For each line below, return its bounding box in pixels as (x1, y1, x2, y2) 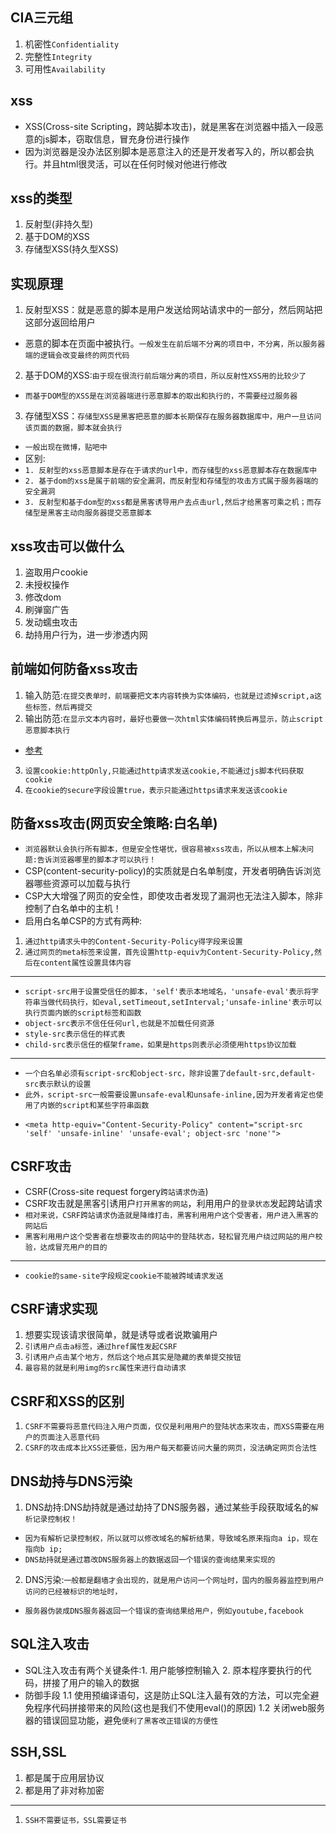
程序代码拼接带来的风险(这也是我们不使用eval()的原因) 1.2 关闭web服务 (33, 1701, 326, 1713)
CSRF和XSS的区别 (10, 1393, 125, 1410)
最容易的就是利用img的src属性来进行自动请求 (24, 1363, 187, 1373)
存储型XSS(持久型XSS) (24, 243, 119, 255)
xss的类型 (10, 190, 73, 207)
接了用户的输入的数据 (51, 1676, 140, 1688)
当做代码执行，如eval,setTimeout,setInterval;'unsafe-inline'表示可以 (39, 997, 323, 1007)
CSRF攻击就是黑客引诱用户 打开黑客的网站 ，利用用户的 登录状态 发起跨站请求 (24, 1197, 323, 1209)
